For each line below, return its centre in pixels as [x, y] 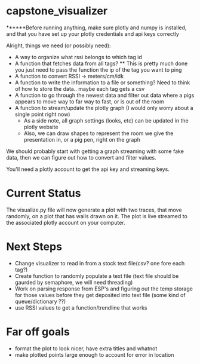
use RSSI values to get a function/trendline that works [81, 308]
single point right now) [42, 114]
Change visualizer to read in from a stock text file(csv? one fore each [100, 263]
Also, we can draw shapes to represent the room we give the [99, 133]
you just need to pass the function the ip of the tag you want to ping [98, 69]
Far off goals [38, 332]
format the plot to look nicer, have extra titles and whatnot [86, 348]
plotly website [41, 127]
